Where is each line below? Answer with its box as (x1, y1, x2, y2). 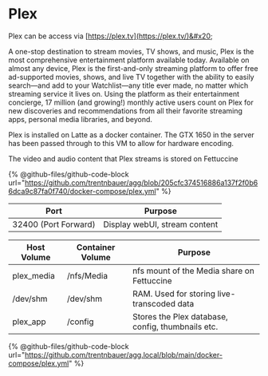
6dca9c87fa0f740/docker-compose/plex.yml (8, 186, 157, 196)
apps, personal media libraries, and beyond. (8, 114, 153, 124)
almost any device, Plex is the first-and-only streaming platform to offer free (8, 63, 258, 73)
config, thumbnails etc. (132, 321, 219, 332)
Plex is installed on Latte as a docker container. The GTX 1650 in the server (8, 129, 255, 140)
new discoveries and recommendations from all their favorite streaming (8, 105, 243, 116)
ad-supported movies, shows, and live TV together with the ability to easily (8, 72, 254, 81)
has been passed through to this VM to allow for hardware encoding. (8, 138, 234, 148)
